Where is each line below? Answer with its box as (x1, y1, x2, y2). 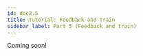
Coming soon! (7, 42, 47, 50)
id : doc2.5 (7, 10, 38, 17)
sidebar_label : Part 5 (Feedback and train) (7, 23, 137, 29)
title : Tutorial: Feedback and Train (7, 16, 115, 23)
